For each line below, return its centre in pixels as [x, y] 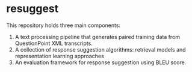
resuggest [33, 9]
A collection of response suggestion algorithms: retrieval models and [100, 49]
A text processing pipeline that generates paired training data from [98, 37]
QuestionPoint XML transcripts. [54, 43]
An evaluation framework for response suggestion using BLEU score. [101, 62]
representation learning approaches [59, 56]
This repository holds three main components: [63, 25]
